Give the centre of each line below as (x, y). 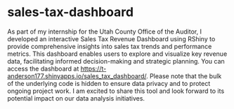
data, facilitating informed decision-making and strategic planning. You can (116, 61)
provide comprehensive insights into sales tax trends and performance (110, 46)
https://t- (93, 68)
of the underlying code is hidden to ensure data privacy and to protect (109, 83)
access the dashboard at (43, 68)
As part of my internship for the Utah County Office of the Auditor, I (105, 31)
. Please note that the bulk (184, 76)
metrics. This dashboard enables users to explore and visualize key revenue (117, 54)
